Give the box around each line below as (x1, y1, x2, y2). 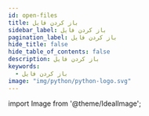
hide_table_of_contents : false (8, 48, 111, 56)
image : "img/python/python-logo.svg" (8, 77, 132, 85)
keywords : (8, 63, 41, 71)
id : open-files (8, 11, 58, 20)
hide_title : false (8, 41, 68, 49)
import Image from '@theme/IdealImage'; (8, 99, 141, 108)
